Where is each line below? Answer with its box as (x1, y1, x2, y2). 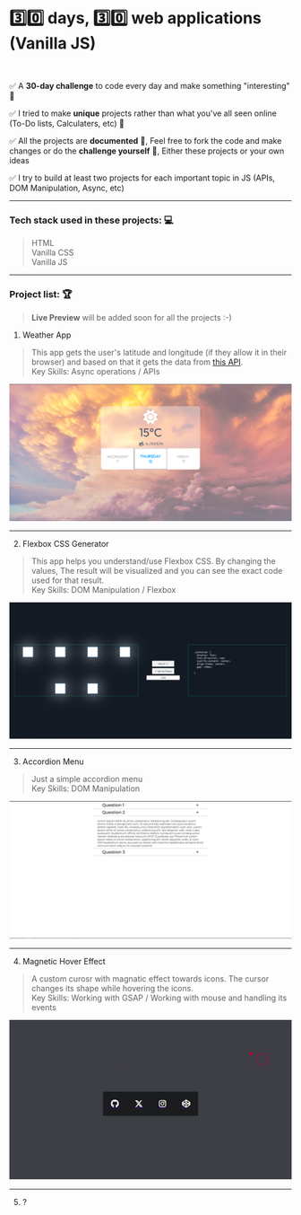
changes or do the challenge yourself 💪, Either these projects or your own (9, 145, 285, 156)
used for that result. (30, 575, 105, 585)
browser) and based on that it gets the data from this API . (30, 357, 244, 367)
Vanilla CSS (30, 247, 74, 258)
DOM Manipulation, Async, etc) (9, 182, 125, 193)
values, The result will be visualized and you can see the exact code (30, 566, 283, 577)
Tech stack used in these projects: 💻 (9, 214, 174, 226)
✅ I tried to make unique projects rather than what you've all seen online (9, 108, 278, 119)
